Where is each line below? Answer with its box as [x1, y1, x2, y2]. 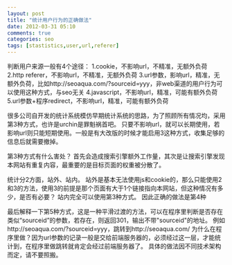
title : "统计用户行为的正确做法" [7, 17, 92, 24]
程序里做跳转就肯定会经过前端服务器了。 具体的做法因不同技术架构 [30, 242, 222, 250]
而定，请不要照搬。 [7, 250, 62, 259]
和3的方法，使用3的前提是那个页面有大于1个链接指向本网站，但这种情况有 [7, 184, 217, 192]
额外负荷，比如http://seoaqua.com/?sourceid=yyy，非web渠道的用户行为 [7, 80, 217, 87]
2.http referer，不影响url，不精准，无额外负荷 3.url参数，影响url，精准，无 [7, 71, 220, 79]
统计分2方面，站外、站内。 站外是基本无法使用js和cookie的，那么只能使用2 [7, 176, 222, 183]
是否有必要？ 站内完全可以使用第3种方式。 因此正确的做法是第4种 [19, 193, 206, 201]
